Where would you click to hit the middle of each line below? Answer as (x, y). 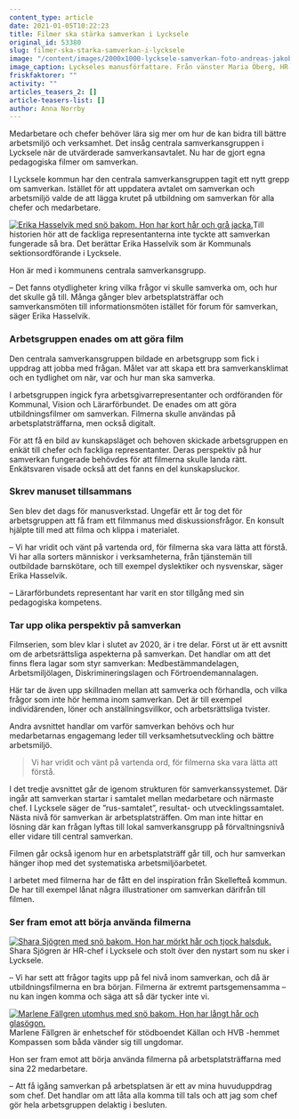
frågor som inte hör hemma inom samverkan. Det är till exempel (126, 700)
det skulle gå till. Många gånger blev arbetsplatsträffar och (117, 297)
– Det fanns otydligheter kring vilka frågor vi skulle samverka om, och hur (143, 288)
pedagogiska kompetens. (56, 602)
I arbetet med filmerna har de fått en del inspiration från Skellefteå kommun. (148, 881)
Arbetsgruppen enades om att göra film (97, 339)
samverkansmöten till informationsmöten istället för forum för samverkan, (144, 307)
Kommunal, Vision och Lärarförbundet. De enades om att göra (123, 404)
